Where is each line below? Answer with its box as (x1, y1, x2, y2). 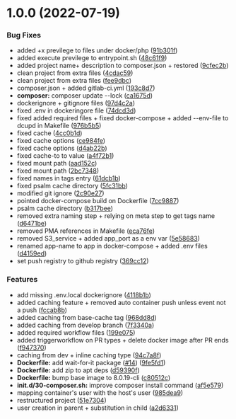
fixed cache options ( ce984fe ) (16, 137, 106, 145)
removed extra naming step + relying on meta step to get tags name (16, 212, 216, 220)
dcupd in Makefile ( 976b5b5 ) (16, 122, 102, 130)
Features (6, 275, 38, 285)
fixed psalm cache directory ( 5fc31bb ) (16, 182, 129, 190)
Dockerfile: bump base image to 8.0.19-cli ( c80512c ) (16, 373, 171, 381)
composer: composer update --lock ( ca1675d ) (16, 91, 153, 100)
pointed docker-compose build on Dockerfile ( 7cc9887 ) (16, 197, 179, 205)
